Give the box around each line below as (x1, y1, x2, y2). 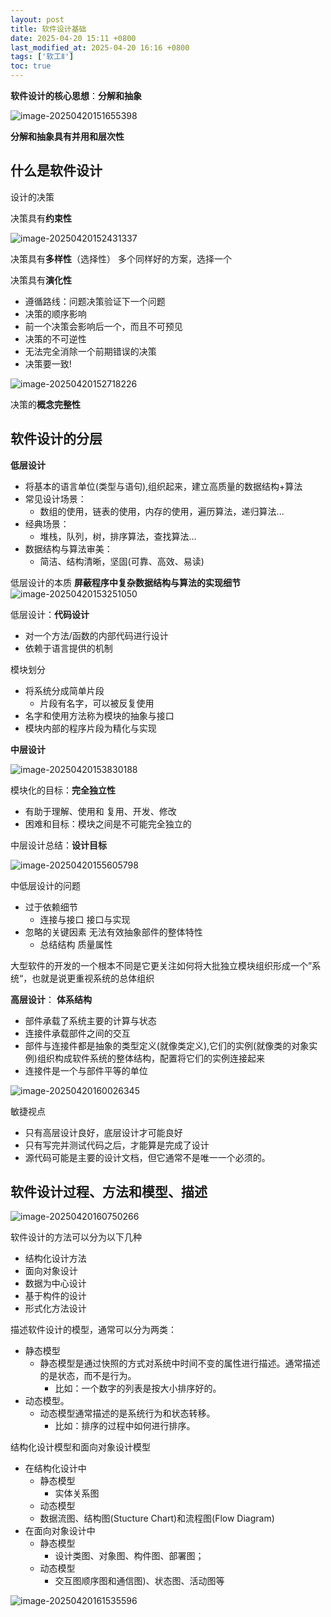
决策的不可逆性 (24, 332, 87, 345)
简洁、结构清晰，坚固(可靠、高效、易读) (39, 555, 205, 567)
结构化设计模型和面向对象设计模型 (10, 1441, 151, 1453)
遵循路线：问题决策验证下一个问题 (24, 295, 166, 307)
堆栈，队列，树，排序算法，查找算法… (39, 530, 197, 542)
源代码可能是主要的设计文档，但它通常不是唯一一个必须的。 (24, 1151, 271, 1163)
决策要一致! (24, 357, 72, 370)
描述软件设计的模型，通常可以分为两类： (10, 1324, 177, 1336)
